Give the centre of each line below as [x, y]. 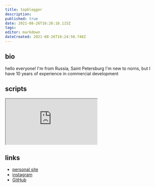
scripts [16, 89]
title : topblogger [24, 10]
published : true [21, 19]
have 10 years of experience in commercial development [62, 73]
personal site [25, 169]
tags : [10, 28]
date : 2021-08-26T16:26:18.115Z [38, 23]
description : [18, 14]
